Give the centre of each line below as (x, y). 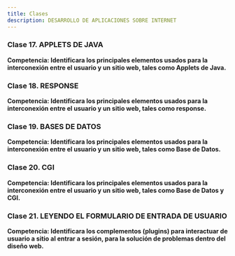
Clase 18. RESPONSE (43, 86)
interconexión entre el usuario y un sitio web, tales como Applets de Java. (117, 67)
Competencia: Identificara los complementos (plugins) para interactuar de (117, 231)
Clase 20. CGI (31, 168)
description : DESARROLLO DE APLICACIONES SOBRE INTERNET (92, 20)
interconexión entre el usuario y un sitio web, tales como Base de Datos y (116, 190)
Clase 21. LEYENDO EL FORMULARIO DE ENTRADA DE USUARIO (117, 216)
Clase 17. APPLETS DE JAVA (55, 45)
